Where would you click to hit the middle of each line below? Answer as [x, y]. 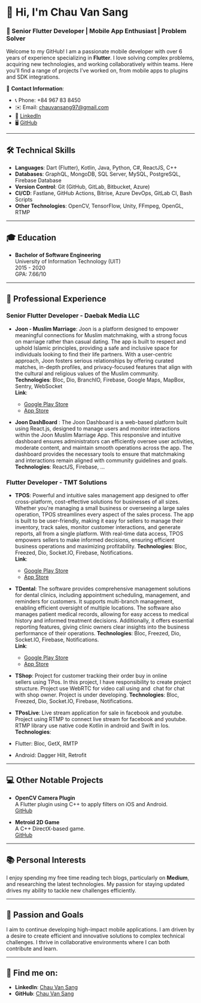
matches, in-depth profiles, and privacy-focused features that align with [103, 367]
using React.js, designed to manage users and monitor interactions [97, 428]
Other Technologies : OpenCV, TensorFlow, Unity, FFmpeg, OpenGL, [99, 206]
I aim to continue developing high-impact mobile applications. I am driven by [100, 929]
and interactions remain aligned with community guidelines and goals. [101, 460]
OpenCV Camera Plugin [45, 798]
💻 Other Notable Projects [55, 780]
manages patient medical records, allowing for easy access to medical [102, 614]
